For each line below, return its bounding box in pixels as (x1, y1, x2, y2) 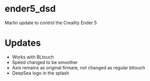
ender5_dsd (5, 3, 56, 15)
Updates (5, 37, 41, 49)
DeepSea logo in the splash (12, 70, 69, 76)
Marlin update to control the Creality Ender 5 (5, 20, 97, 26)
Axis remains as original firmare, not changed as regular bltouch (12, 64, 145, 70)
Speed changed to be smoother (12, 59, 79, 65)
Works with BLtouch (12, 54, 54, 60)
